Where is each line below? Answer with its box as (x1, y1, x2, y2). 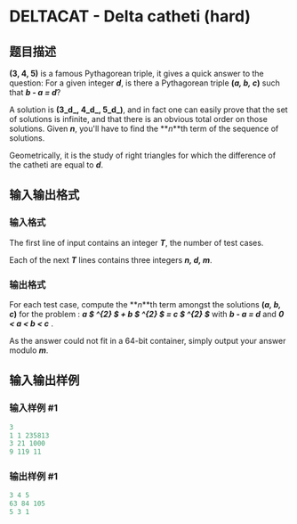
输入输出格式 (9, 187, 80, 202)
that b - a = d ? (9, 87, 61, 97)
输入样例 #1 (9, 402, 58, 414)
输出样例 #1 (9, 471, 58, 483)
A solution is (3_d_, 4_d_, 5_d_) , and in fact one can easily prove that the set (9, 104, 288, 115)
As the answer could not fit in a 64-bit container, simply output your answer (9, 335, 286, 346)
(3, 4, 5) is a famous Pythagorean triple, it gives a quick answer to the (9, 69, 264, 78)
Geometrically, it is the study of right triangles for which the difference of (9, 150, 277, 160)
